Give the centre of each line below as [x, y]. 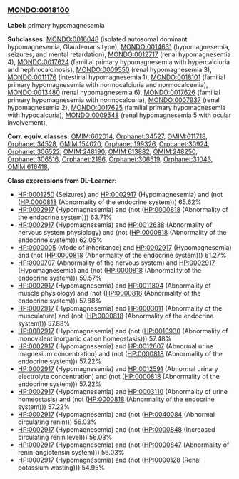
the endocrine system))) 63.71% [65, 217]
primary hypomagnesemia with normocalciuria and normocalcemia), [108, 85]
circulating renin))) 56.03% [57, 422]
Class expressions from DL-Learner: [62, 181]
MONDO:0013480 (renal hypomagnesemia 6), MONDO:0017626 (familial [114, 92]
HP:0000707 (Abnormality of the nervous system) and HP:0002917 [116, 263]
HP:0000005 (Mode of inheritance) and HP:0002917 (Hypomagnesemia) [124, 248]
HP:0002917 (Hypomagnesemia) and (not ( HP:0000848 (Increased [116, 430]
